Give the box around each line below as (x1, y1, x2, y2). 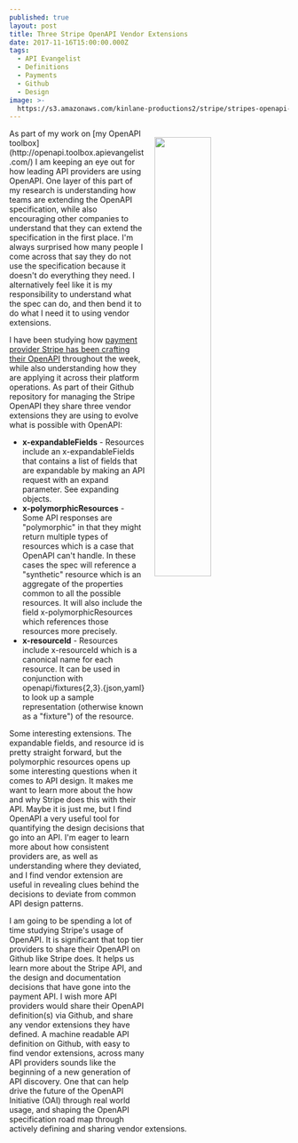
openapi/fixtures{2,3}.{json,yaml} (21, 682, 145, 694)
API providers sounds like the (9, 1058, 117, 1068)
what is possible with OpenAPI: (9, 420, 122, 431)
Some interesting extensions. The (9, 728, 132, 739)
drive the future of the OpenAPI (9, 1086, 124, 1097)
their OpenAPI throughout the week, (9, 353, 141, 365)
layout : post (9, 21, 58, 30)
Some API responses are (21, 512, 113, 523)
